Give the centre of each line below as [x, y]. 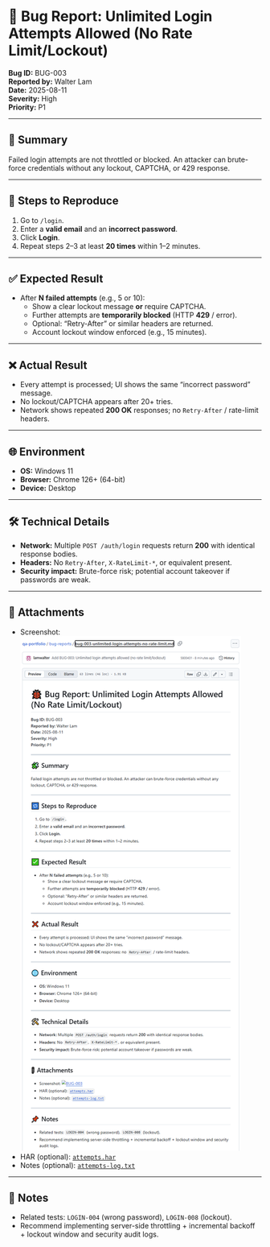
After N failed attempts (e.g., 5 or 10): [82, 298]
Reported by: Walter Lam [50, 81]
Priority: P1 [27, 107]
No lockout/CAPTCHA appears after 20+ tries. [96, 402]
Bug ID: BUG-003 [37, 72]
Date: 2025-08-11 [38, 90]
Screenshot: [40, 632]
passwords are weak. [55, 580]
